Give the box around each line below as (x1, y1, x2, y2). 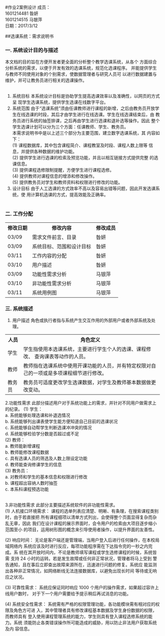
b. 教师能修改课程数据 (5, 449, 49, 455)
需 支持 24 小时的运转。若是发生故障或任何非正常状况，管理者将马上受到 (5, 555, 152, 561)
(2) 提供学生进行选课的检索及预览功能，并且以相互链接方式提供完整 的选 (12, 155, 159, 161)
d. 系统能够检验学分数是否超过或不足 (5, 430, 80, 436)
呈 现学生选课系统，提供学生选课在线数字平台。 (12, 99, 109, 105)
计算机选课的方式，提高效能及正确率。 (30, 192, 109, 198)
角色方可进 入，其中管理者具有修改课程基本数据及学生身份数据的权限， (13, 607, 157, 613)
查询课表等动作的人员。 (34, 353, 89, 360)
